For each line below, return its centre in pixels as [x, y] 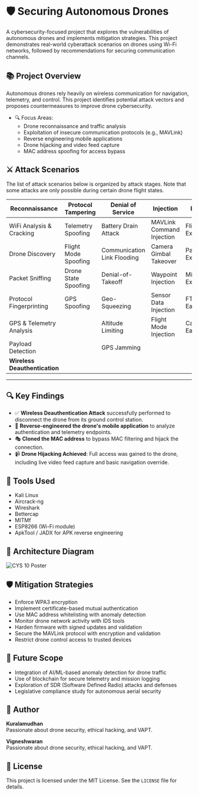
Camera [162, 247]
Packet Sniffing [30, 278]
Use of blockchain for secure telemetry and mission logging [87, 678]
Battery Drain [120, 226]
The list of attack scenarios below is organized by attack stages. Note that [96, 184]
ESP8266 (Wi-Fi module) [45, 527]
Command [165, 229]
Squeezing [116, 306]
